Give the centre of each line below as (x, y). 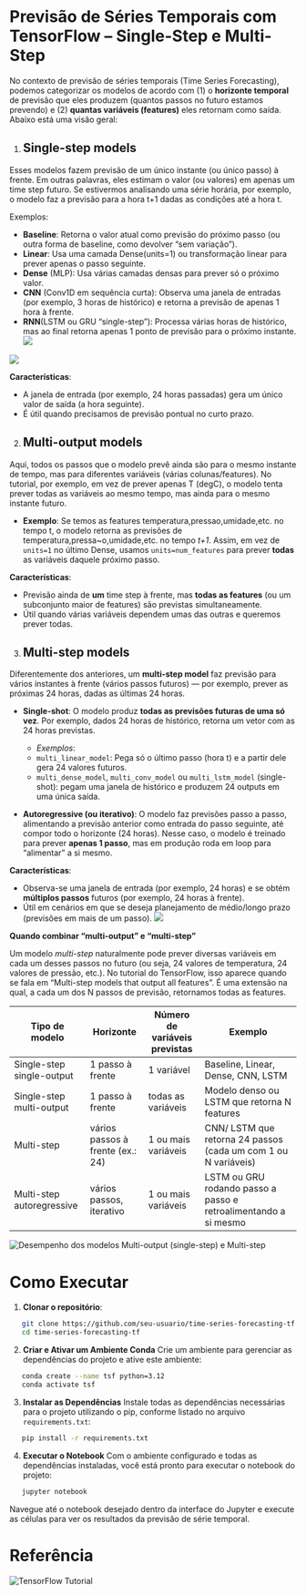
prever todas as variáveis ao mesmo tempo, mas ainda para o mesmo (140, 493)
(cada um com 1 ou (246, 1151)
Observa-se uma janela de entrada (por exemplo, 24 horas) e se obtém (156, 888)
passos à (109, 1140)
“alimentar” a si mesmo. (67, 853)
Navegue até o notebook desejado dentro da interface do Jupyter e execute (152, 1508)
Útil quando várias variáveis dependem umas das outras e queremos (151, 614)
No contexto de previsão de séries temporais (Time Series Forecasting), (144, 80)
